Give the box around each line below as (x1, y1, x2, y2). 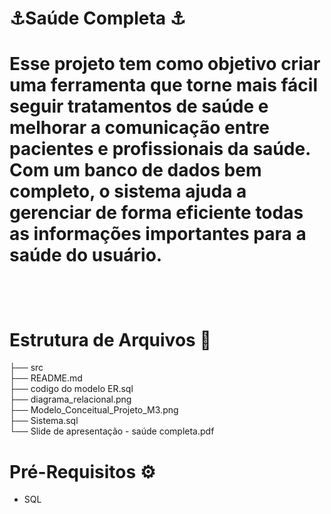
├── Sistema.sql (9, 415, 79, 427)
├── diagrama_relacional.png (9, 393, 132, 406)
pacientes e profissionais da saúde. (9, 138, 311, 161)
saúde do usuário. (9, 244, 163, 267)
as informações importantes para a (9, 223, 307, 246)
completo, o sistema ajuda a (9, 180, 247, 203)
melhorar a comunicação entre (9, 117, 270, 139)
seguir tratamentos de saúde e (9, 95, 269, 118)
